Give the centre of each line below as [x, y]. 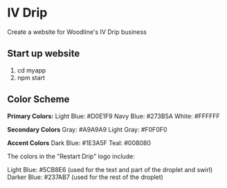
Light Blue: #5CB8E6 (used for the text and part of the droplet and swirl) [110, 169]
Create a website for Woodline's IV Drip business [77, 32]
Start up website [44, 54]
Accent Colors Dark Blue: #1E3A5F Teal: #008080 [79, 142]
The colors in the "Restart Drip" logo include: [71, 156]
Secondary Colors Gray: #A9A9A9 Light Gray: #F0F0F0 [87, 129]
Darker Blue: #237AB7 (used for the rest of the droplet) [85, 177]
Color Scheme [38, 99]
